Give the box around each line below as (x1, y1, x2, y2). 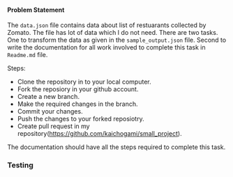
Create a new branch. (17, 93, 80, 101)
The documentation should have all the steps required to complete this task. (7, 143, 226, 151)
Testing (7, 160, 33, 170)
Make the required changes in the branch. (17, 100, 138, 108)
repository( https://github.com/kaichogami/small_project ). (17, 130, 183, 138)
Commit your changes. (17, 107, 83, 116)
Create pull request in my (17, 122, 90, 130)
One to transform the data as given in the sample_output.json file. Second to (7, 36, 227, 45)
